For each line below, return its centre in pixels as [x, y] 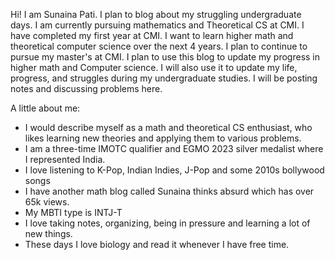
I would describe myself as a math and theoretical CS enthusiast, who [168, 127]
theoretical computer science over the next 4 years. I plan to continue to [159, 46]
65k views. [47, 202]
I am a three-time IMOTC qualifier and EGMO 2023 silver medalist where [174, 148]
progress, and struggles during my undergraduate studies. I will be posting [164, 78]
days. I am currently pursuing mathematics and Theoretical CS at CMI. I [157, 25]
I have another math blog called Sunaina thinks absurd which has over [169, 191]
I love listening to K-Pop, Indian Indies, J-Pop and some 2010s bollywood [174, 170]
